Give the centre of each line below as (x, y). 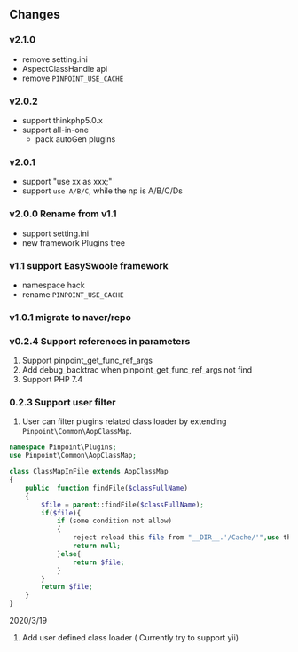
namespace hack (54, 285)
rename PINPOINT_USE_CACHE (73, 294)
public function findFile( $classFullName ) (107, 488)
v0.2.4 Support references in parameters (100, 341)
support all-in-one (55, 130)
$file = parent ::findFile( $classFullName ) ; (122, 505)
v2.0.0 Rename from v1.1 (63, 214)
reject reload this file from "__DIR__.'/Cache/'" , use (176, 538)
